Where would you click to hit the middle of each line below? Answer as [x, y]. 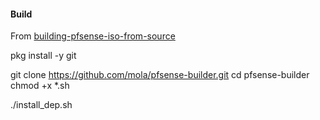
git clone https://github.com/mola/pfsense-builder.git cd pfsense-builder [160, 75]
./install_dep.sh [41, 105]
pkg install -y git [43, 56]
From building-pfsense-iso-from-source [93, 36]
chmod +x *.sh [40, 86]
